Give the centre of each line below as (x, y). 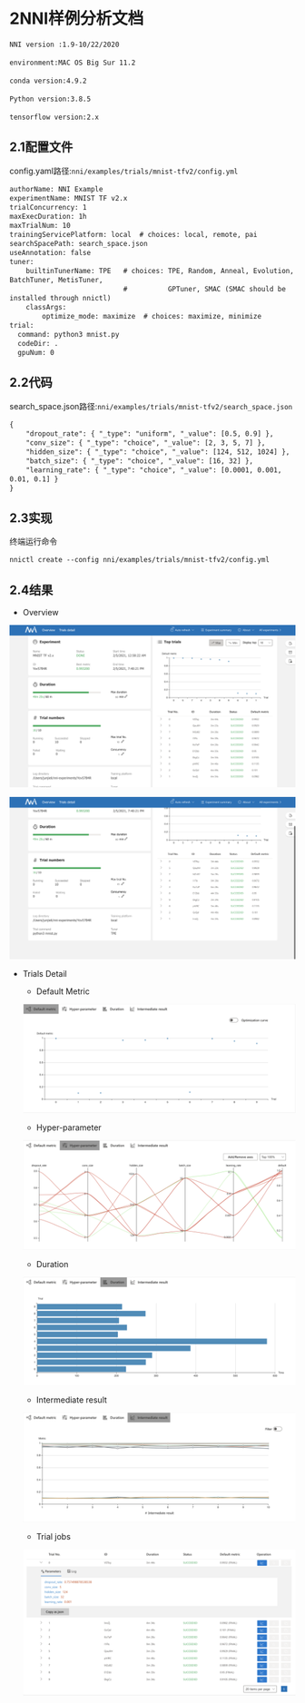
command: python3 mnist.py (69, 334)
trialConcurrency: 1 (49, 207)
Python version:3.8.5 (50, 99)
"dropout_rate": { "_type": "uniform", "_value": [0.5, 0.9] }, (150, 433)
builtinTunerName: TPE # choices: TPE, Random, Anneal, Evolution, (160, 271)
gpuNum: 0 (36, 352)
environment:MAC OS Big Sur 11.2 (73, 63)
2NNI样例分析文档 (77, 19)
